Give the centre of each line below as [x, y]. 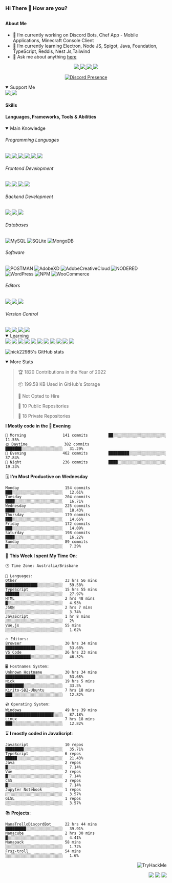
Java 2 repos [43, 763]
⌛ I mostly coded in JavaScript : [39, 734]
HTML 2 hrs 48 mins [50, 599]
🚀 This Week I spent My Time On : [41, 556]
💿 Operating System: [28, 704]
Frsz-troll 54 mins [43, 851]
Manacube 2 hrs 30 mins [50, 833]
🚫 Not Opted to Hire [39, 396]
